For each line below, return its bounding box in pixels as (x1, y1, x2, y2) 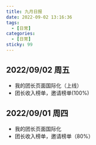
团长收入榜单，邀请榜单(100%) (14, 89, 90, 96)
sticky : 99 (6, 42, 33, 48)
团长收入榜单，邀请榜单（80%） (14, 133, 94, 140)
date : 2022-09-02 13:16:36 (6, 14, 72, 20)
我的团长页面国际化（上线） (14, 82, 82, 89)
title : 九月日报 (6, 8, 42, 15)
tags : (6, 20, 19, 25)
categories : (6, 31, 35, 37)
